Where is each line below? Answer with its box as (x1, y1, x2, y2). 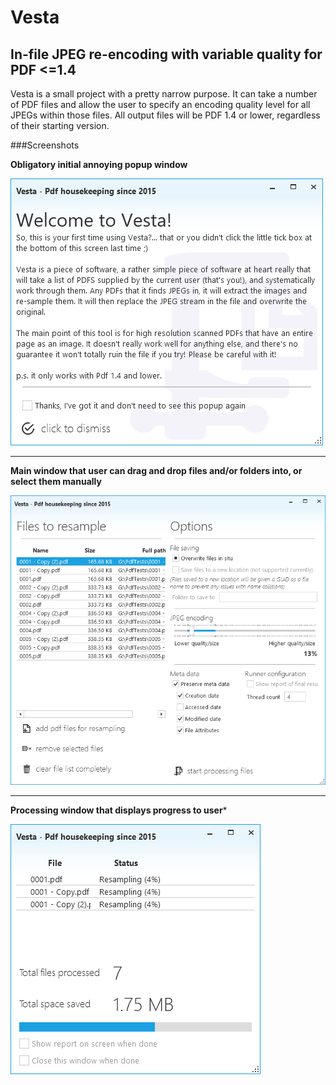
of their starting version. (10, 120, 110, 131)
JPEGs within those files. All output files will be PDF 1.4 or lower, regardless (10, 109, 321, 121)
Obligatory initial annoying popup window (10, 159, 188, 170)
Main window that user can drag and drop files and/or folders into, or (10, 465, 303, 476)
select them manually (10, 476, 102, 487)
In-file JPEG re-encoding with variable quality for (10, 46, 323, 63)
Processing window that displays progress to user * (10, 804, 228, 816)
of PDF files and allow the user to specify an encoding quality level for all (10, 99, 311, 110)
